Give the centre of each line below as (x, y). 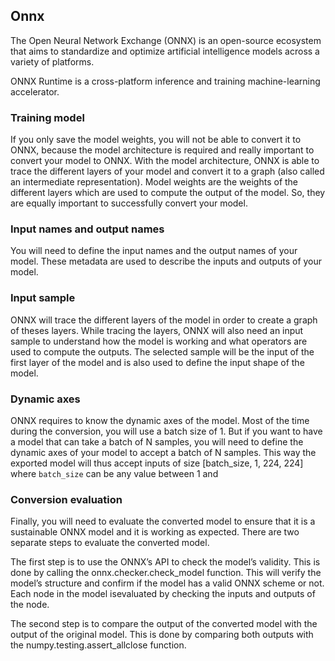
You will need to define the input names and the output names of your (154, 251)
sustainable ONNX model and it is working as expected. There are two (155, 532)
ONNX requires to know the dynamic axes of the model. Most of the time (160, 420)
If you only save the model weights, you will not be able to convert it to (156, 140)
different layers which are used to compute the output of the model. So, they (168, 193)
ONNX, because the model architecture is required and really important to (162, 150)
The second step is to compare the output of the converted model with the (164, 624)
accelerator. (35, 91)
